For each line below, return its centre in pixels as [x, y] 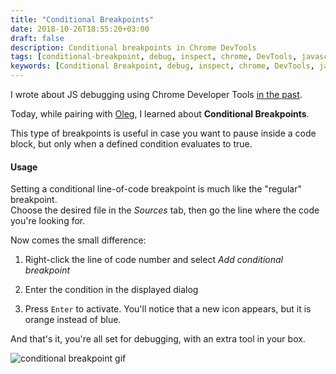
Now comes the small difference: [78, 240]
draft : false [37, 38]
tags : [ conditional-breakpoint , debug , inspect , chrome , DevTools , [154, 57]
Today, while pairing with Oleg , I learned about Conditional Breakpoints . [160, 114]
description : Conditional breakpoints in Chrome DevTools [133, 47]
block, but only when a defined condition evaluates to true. [131, 144]
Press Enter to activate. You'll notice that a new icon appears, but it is [168, 309]
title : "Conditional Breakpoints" [82, 19]
